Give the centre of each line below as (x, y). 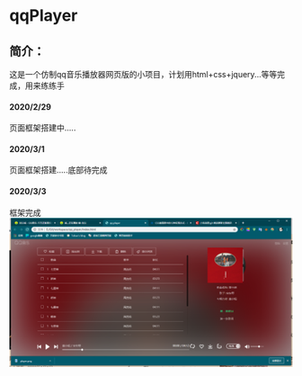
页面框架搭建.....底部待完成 (58, 170)
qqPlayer (44, 16)
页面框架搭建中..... (43, 128)
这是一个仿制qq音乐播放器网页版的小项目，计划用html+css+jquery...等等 (143, 74)
